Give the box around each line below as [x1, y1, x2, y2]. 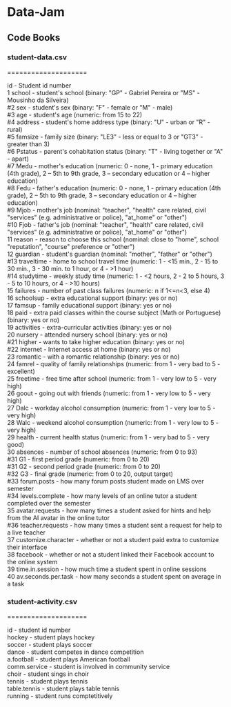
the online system [7, 557, 58, 566]
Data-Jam [7, 4, 66, 20]
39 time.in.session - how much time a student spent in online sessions [7, 565, 207, 573]
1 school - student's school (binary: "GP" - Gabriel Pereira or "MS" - [7, 88, 200, 97]
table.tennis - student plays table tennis [7, 684, 119, 693]
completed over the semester [7, 499, 91, 507]
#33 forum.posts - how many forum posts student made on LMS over [7, 477, 205, 485]
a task [7, 579, 25, 588]
